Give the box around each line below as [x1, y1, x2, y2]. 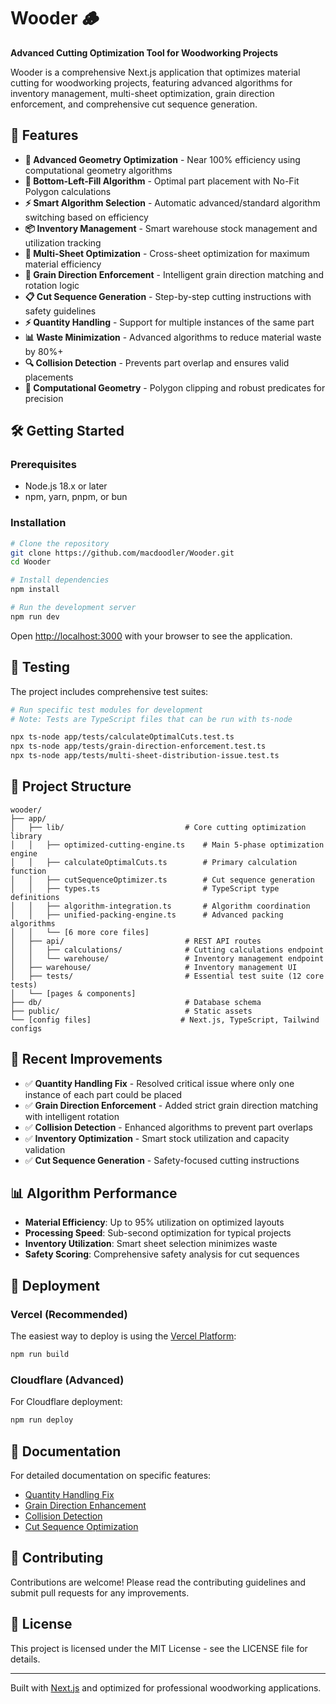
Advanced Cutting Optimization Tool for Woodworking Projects [10, 46, 279, 59]
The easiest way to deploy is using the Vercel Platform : [10, 1330, 237, 1342]
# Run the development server [10, 603, 137, 613]
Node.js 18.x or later [24, 480, 108, 492]
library [10, 831, 43, 841]
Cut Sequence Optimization [24, 1521, 139, 1533]
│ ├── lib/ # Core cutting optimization [10, 822, 307, 832]
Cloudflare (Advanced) [10, 1373, 125, 1387]
